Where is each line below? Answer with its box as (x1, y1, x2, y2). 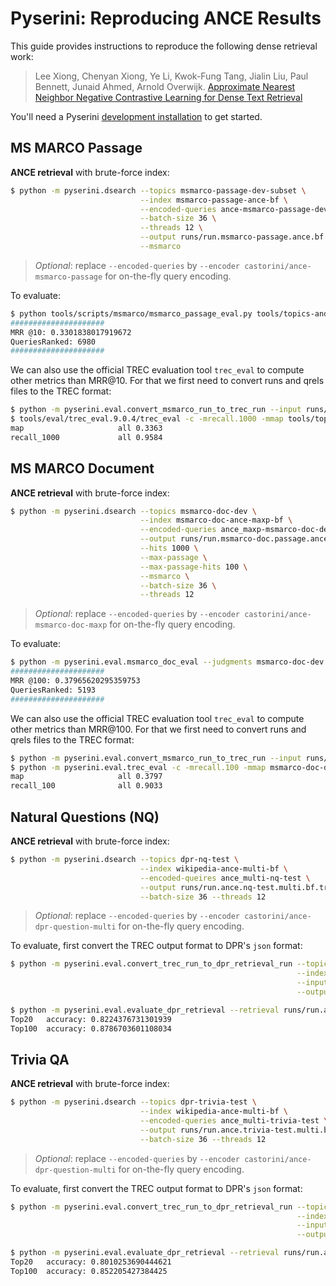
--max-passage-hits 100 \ (139, 562, 248, 572)
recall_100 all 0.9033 (10, 781, 163, 791)
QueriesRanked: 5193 (10, 685, 97, 695)
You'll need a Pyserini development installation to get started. (10, 110, 263, 122)
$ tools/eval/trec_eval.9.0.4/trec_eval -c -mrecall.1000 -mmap (10, 414, 284, 424)
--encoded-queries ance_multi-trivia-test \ (139, 1116, 329, 1126)
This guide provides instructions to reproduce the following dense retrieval (10, 40, 318, 52)
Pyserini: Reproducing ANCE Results (10, 7, 322, 30)
